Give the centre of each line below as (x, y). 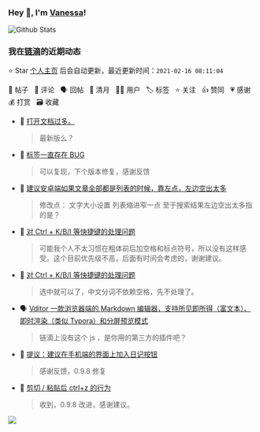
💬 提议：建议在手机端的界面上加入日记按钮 (88, 354)
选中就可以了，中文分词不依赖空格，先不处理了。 (119, 292)
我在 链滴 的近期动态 (45, 52)
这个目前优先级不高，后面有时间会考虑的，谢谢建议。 (139, 258)
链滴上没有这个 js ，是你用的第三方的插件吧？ (113, 337)
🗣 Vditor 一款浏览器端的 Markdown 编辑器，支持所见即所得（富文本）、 (135, 308)
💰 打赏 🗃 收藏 (33, 102)
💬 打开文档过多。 (47, 121)
